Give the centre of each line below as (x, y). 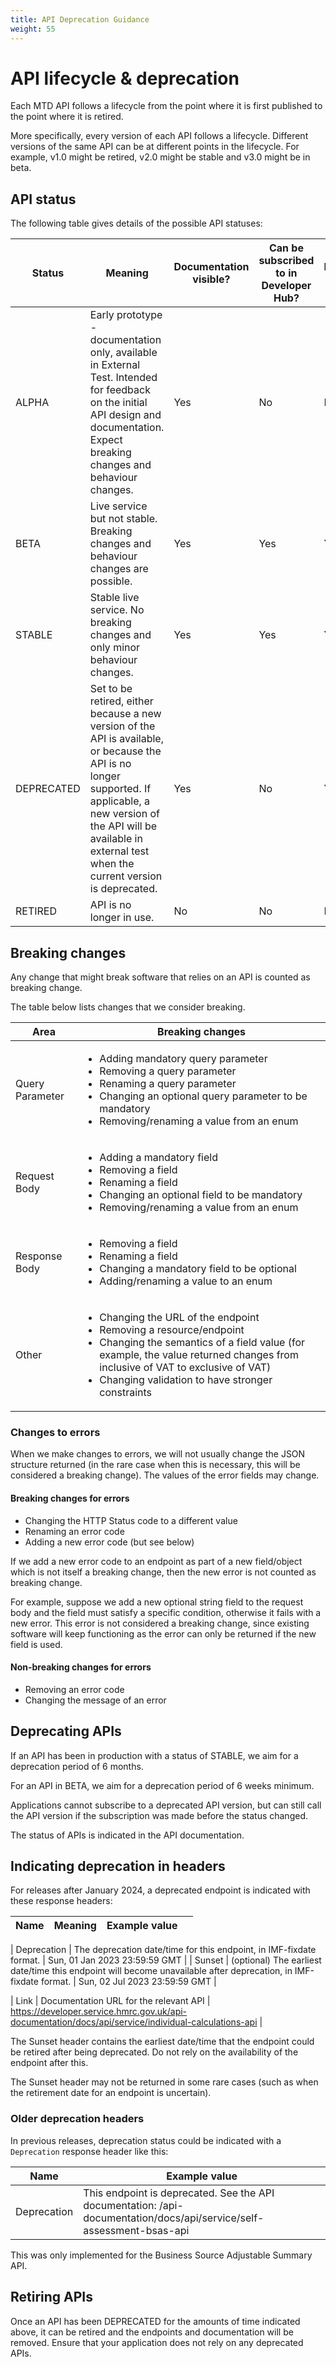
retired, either (121, 701)
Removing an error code (74, 1689)
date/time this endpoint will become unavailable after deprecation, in (151, 1971)
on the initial (118, 403)
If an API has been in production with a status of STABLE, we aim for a (154, 1755)
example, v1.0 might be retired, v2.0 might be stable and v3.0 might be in (160, 157)
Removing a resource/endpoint (172, 1330)
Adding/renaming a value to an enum (186, 1281)
